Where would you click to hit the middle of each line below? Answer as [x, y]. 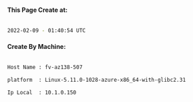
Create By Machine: [37, 46]
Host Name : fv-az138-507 [45, 67]
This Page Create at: [37, 10]
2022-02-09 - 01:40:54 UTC [47, 31]
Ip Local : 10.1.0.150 [42, 93]
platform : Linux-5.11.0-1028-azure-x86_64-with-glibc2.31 [97, 80]
